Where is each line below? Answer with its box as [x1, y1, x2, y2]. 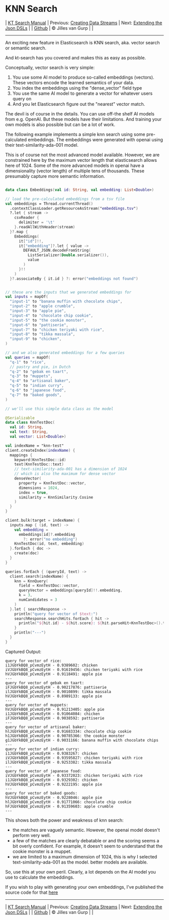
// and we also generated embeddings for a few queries [5, 350, 125, 355]
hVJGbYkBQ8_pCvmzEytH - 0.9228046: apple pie [5, 795, 102, 800]
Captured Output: [5, 648, 42, 654]
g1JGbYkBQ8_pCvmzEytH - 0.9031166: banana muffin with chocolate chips [5, 738, 158, 743]
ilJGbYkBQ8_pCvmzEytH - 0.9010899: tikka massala [5, 689, 112, 694]
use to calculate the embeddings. [5, 874, 74, 880]
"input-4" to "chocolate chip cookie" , [10, 313, 94, 318]
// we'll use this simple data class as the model [5, 406, 114, 411]
